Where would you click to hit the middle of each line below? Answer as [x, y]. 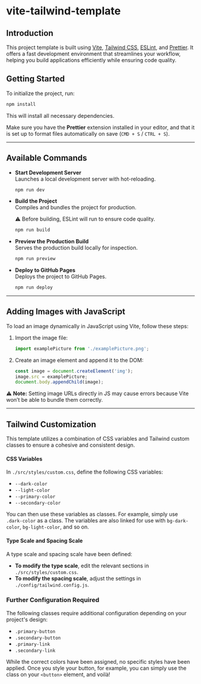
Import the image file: [41, 338]
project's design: [27, 619]
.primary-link [32, 644]
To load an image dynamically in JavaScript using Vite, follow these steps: [98, 326]
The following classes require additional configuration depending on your [96, 613]
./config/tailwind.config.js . [52, 585]
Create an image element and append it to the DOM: [79, 360]
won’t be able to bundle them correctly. [55, 400]
